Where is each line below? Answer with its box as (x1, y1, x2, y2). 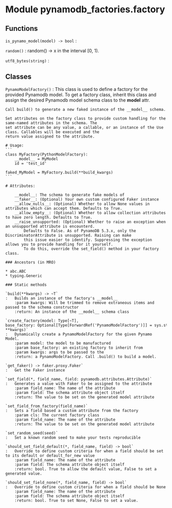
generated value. (5, 471, 42, 476)
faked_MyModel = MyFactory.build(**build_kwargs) (5, 170, 114, 175)
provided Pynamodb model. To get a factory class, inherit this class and (5, 91, 157, 98)
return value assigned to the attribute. (5, 134, 95, 139)
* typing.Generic (5, 273, 42, 278)
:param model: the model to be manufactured (14, 341, 111, 346)
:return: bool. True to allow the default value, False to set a (14, 466, 157, 472)
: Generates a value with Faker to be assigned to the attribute (5, 381, 153, 386)
